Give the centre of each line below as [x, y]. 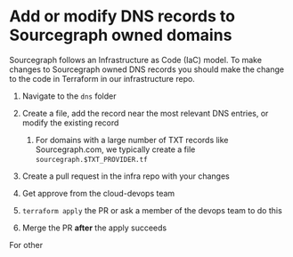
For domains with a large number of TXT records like [132, 140]
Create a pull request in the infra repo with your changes [126, 176]
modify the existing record [70, 123]
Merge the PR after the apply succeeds [94, 228]
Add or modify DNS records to [122, 16]
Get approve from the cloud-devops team [98, 193]
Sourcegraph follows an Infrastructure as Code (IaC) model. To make [136, 60]
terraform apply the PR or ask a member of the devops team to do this [152, 210]
